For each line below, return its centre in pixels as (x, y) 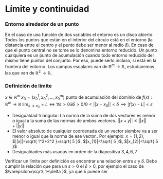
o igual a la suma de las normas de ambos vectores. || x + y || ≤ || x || (79, 121)
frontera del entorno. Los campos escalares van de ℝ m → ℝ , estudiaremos (80, 66)
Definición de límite (28, 86)
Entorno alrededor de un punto (42, 24)
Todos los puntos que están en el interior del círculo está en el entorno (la (79, 40)
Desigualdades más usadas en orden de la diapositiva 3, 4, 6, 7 (75, 152)
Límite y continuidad (47, 9)
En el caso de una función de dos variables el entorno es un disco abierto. (80, 35)
